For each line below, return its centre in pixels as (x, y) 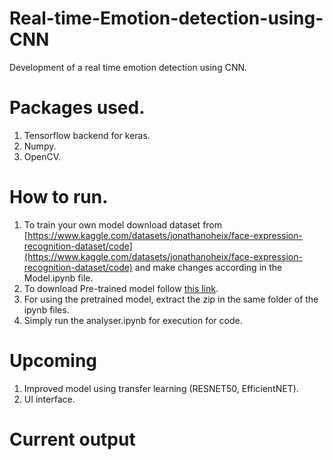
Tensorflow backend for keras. (87, 135)
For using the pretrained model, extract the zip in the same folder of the (171, 299)
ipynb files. (46, 309)
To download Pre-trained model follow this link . (121, 288)
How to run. (59, 197)
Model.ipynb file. (58, 278)
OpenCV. (42, 156)
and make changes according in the (208, 267)
